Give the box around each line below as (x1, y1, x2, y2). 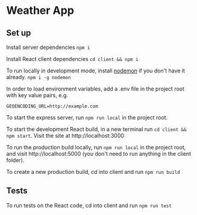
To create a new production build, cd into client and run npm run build (6, 168, 181, 175)
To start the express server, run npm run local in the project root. (6, 114, 168, 121)
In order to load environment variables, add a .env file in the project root (6, 85, 185, 92)
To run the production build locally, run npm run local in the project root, (6, 144, 186, 151)
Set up (6, 28, 31, 38)
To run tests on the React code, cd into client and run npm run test (6, 202, 172, 209)
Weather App (6, 4, 74, 18)
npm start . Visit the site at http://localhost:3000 (6, 132, 125, 139)
